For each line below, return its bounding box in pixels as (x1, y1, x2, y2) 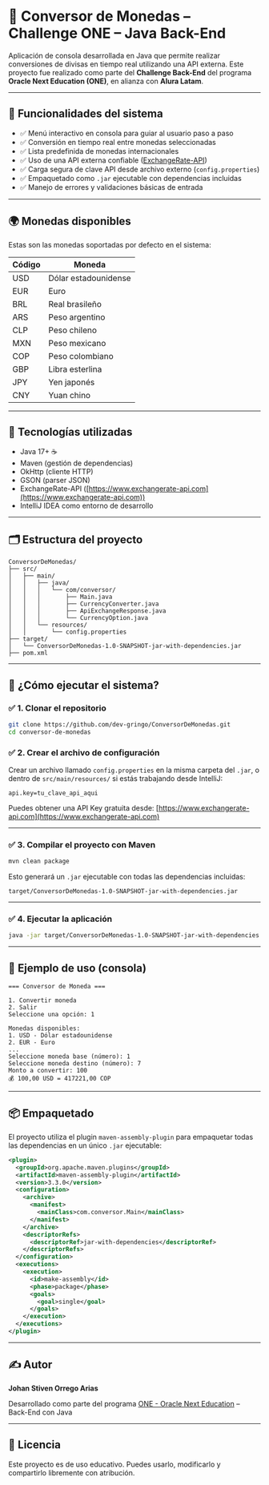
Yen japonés (48, 376, 95, 388)
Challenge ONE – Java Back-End (8, 24, 227, 42)
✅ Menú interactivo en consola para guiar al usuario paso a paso (19, 128, 234, 138)
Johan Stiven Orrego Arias (8, 1383, 98, 1393)
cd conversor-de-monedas (8, 728, 91, 736)
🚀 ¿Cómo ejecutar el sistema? (8, 678, 160, 692)
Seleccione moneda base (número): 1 (8, 1052, 130, 1060)
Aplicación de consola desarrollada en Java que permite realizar (8, 50, 221, 60)
